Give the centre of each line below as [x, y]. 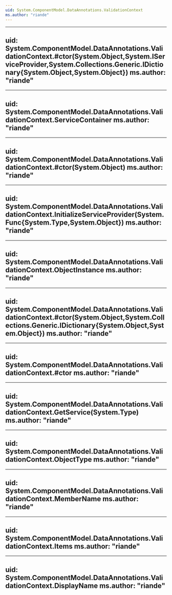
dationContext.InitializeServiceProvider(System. [85, 215]
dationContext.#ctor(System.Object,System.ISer [85, 56]
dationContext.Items [39, 547]
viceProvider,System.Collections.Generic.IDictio [84, 64]
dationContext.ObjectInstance [55, 270]
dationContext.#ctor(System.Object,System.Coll [85, 317]
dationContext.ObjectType [49, 460]
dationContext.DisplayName [52, 586]
